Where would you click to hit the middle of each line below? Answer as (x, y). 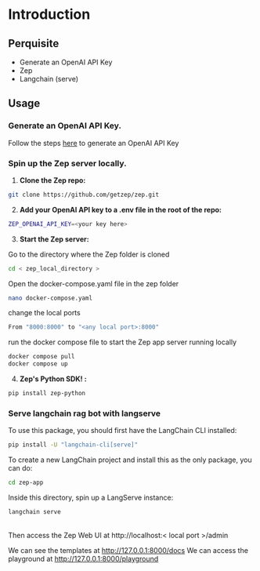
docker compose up (38, 364)
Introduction (49, 15)
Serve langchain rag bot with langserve (85, 413)
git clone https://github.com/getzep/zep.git (83, 195)
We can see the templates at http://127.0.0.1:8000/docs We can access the (128, 550)
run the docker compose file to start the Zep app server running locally (123, 342)
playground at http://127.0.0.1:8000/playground (83, 558)
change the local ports (44, 313)
